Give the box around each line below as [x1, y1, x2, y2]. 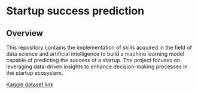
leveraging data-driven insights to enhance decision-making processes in [6, 63, 188, 70]
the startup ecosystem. [6, 69, 63, 76]
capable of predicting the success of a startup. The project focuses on [6, 57, 181, 63]
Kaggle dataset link [6, 81, 54, 88]
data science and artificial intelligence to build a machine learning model [6, 50, 185, 57]
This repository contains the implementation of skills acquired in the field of [6, 44, 193, 51]
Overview [6, 28, 44, 38]
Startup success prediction [6, 4, 145, 18]
